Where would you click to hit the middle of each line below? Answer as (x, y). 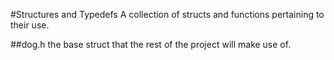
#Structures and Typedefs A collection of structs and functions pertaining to (167, 14)
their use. (30, 25)
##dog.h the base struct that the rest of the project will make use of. (151, 44)
